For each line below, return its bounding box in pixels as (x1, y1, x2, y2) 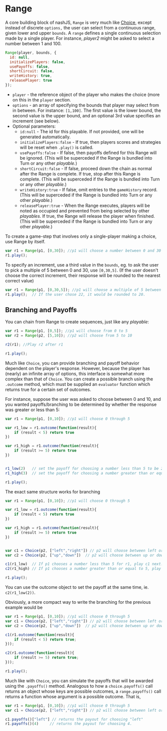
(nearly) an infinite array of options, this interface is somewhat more (5, 370, 145, 376)
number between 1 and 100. (5, 40, 62, 46)
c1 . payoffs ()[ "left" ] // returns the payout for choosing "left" (5, 717, 143, 722)
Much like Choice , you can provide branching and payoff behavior (5, 360, 140, 366)
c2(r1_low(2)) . (5, 590, 36, 595)
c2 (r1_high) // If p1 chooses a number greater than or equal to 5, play (5, 566, 162, 571)
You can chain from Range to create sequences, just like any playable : (5, 319, 149, 325)
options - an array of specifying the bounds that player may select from (12, 102, 160, 108)
